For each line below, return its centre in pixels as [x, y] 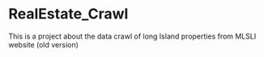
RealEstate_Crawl [68, 14]
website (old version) [44, 44]
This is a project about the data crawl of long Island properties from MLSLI [132, 36]
